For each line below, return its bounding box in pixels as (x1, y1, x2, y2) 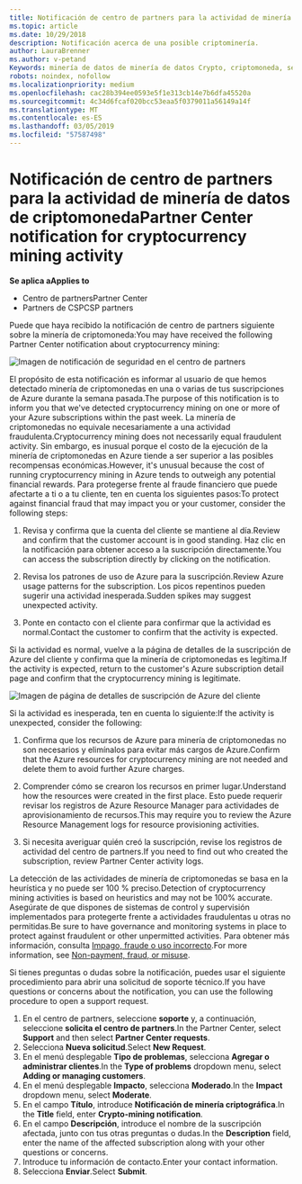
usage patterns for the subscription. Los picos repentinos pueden (22, 580, 266, 591)
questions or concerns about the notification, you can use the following (9, 986, 274, 997)
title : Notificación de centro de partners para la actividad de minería (9, 13, 292, 22)
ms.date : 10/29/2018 (9, 30, 87, 39)
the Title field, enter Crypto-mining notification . (22, 1108, 204, 1119)
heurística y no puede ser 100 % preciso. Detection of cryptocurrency (9, 883, 267, 893)
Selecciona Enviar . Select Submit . (22, 1166, 148, 1177)
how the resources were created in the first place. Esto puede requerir (22, 790, 283, 801)
